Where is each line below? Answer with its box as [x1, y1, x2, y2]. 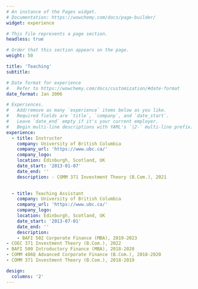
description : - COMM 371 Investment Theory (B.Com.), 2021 [17, 174, 167, 180]
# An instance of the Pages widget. [6, 8, 97, 15]
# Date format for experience [6, 80, 82, 86]
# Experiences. [6, 102, 44, 108]
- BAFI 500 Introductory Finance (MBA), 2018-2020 [6, 246, 135, 252]
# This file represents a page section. [6, 31, 109, 36]
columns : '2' [11, 273, 44, 279]
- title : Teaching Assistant [11, 190, 84, 196]
